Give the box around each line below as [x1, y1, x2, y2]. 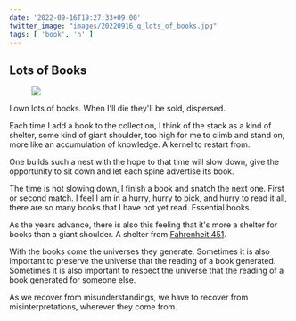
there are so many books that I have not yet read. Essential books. [9, 202, 252, 213]
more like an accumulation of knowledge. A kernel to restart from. [9, 139, 251, 150]
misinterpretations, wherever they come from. [9, 301, 178, 312]
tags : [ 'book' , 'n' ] [9, 29, 94, 38]
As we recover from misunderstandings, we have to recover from [9, 292, 249, 303]
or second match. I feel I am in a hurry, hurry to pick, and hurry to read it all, [9, 193, 287, 203]
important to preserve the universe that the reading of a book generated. [9, 256, 276, 267]
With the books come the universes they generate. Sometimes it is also [9, 246, 270, 257]
